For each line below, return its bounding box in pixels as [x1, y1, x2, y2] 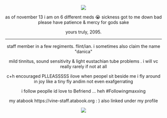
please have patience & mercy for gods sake [38, 19, 129, 25]
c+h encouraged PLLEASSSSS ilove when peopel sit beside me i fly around [6, 73, 161, 79]
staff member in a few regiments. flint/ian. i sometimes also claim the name [6, 43, 161, 49]
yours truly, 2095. [65, 29, 102, 35]
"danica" [74, 49, 93, 54]
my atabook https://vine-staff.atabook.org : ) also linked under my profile [9, 98, 158, 104]
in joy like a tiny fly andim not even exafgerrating [34, 79, 133, 84]
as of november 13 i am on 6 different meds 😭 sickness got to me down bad [5, 14, 162, 20]
